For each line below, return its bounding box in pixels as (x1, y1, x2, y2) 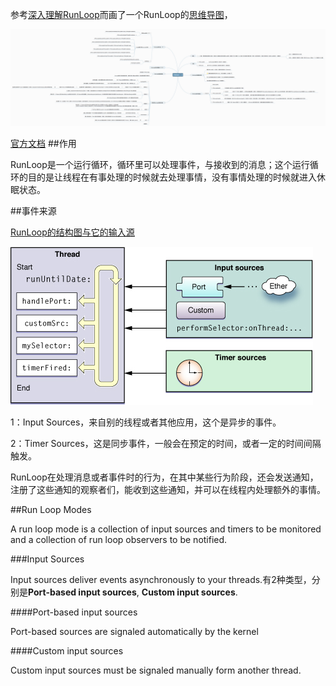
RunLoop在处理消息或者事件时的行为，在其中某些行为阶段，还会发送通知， (10, 471, 319, 483)
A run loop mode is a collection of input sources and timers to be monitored (10, 523, 322, 535)
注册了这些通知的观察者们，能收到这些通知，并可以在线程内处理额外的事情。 (10, 483, 326, 495)
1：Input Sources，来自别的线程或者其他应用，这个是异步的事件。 (10, 416, 282, 428)
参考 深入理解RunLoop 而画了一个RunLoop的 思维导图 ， (10, 9, 233, 20)
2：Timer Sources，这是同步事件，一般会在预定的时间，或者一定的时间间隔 (10, 437, 322, 449)
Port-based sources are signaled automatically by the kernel (10, 625, 259, 637)
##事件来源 (10, 204, 57, 217)
